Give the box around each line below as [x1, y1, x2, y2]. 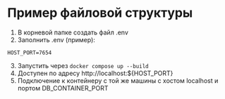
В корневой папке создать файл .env [17, 28, 129, 37]
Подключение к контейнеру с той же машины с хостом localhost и [17, 76, 219, 85]
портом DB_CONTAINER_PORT [17, 84, 109, 92]
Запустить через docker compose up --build [17, 61, 150, 70]
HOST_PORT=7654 [7, 49, 52, 56]
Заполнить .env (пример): [17, 35, 95, 44]
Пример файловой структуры [7, 5, 193, 21]
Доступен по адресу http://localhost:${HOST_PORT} [17, 69, 174, 77]
